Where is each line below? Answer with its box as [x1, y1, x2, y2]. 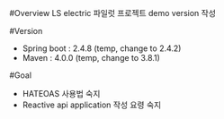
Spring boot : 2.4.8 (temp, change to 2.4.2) [22, 43, 182, 54]
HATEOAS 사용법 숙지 [22, 89, 101, 98]
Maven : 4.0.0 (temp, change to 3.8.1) [22, 53, 160, 63]
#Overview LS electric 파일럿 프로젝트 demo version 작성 [9, 8, 216, 18]
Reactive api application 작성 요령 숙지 [22, 99, 162, 110]
